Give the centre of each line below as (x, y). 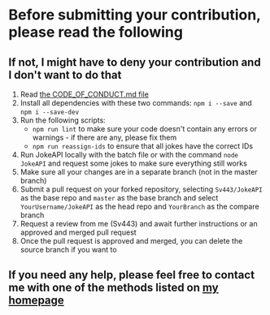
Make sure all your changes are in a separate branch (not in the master (139, 172)
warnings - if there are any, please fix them (105, 137)
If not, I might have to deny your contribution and (135, 62)
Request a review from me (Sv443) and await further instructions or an (139, 224)
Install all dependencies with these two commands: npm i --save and (136, 103)
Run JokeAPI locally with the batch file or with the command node (129, 155)
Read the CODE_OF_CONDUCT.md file (84, 94)
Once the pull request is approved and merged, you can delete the (131, 241)
